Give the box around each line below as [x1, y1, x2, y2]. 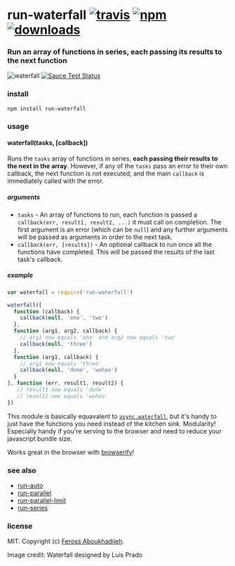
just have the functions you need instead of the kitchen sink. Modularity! [7, 419, 216, 428]
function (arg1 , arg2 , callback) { [13, 328, 118, 335]
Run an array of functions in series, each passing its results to [7, 47, 222, 57]
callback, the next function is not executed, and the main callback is [7, 169, 205, 177]
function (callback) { [13, 308, 80, 315]
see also [7, 465, 36, 475]
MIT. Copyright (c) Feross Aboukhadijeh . [7, 537, 125, 546]
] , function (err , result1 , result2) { [7, 379, 124, 387]
